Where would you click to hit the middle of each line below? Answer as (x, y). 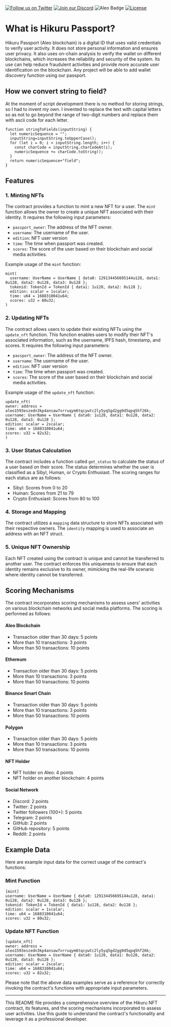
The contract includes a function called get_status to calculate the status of (85, 462)
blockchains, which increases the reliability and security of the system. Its (83, 59)
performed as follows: (28, 614)
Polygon (14, 727)
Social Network (22, 790)
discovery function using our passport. (46, 75)
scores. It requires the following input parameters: (58, 345)
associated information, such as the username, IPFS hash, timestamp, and (83, 340)
